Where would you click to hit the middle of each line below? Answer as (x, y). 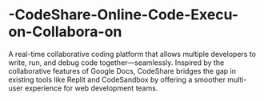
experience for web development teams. (92, 88)
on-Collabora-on (65, 32)
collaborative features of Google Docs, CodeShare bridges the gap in (122, 71)
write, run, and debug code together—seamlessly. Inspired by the (116, 63)
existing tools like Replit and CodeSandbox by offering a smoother (117, 79)
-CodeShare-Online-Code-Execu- (123, 15)
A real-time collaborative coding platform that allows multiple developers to (132, 54)
